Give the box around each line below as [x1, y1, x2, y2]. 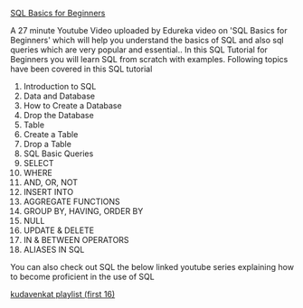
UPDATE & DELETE [23, 225, 94, 236]
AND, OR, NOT [23, 177, 79, 188]
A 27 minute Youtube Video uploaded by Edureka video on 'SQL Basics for [10, 25, 288, 35]
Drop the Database [23, 110, 94, 120]
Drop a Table [23, 139, 71, 149]
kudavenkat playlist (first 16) [10, 289, 116, 299]
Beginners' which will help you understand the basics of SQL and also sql [10, 35, 284, 45]
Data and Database [23, 90, 96, 101]
